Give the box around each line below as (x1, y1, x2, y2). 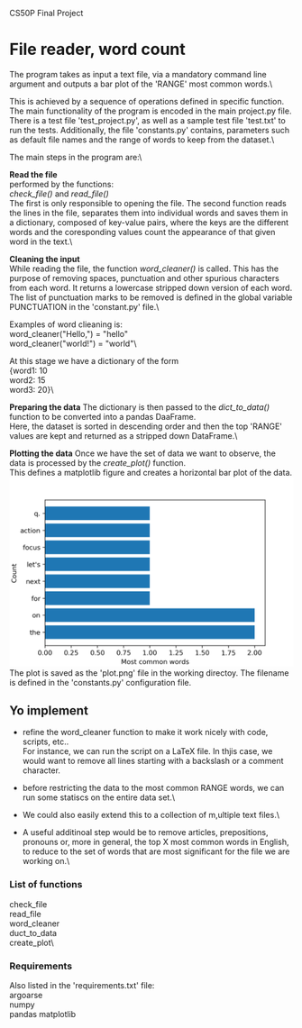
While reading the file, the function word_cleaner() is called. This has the (9, 263, 279, 274)
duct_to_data (9, 927, 57, 938)
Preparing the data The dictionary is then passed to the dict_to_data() (9, 401, 270, 413)
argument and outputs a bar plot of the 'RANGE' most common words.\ (9, 78, 273, 89)
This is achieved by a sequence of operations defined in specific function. (9, 96, 285, 106)
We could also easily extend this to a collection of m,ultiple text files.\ (22, 810, 279, 821)
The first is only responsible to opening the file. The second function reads (9, 197, 287, 208)
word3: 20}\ (9, 384, 54, 395)
